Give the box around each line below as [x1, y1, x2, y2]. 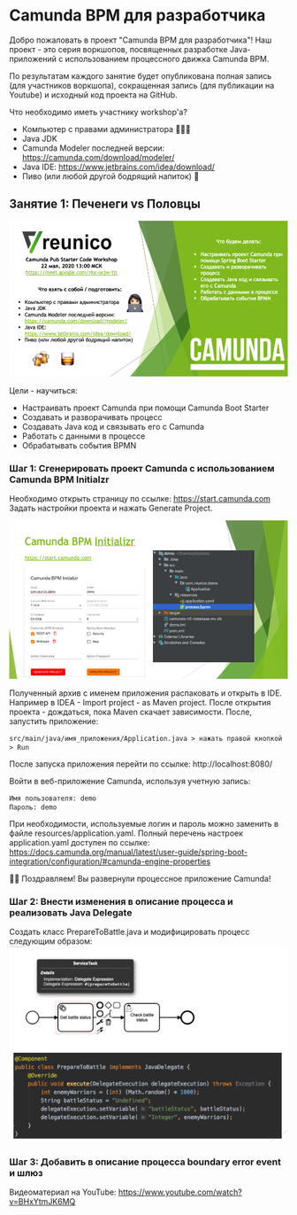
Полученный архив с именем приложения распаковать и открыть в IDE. [9, 688, 283, 698]
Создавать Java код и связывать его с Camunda [21, 422, 205, 432]
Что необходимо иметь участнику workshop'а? [9, 106, 188, 117]
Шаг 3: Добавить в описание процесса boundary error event [9, 1156, 281, 1168]
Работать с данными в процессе [21, 431, 146, 441]
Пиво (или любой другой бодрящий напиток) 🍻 [21, 170, 200, 182]
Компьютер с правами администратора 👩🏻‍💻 [21, 123, 192, 134]
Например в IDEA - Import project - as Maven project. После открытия [9, 697, 271, 707]
